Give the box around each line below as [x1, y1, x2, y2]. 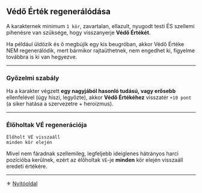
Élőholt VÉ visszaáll [6, 134, 61, 140]
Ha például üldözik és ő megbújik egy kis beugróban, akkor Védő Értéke [6, 40, 185, 47]
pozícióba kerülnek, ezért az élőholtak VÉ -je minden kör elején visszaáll [6, 156, 183, 164]
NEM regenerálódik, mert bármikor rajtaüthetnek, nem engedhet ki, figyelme [6, 47, 195, 54]
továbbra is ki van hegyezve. [6, 53, 78, 61]
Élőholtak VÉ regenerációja [6, 121, 87, 129]
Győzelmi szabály [6, 74, 60, 82]
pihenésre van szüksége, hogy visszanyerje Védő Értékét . [6, 29, 151, 36]
